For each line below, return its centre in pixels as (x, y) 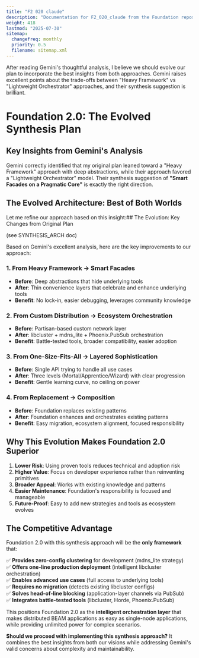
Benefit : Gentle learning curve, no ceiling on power (77, 382)
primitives (27, 478)
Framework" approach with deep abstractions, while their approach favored (99, 171)
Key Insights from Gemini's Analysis (75, 151)
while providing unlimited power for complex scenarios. (74, 625)
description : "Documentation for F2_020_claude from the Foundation (92, 17)
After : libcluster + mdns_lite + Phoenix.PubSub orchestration (89, 335)
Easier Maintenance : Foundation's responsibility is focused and (93, 490)
